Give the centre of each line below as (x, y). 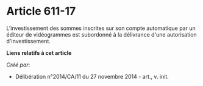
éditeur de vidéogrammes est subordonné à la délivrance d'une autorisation (101, 34)
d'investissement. (28, 41)
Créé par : (18, 65)
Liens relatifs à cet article (39, 52)
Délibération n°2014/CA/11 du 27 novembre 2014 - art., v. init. (92, 76)
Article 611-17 (41, 11)
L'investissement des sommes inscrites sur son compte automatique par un (101, 28)
